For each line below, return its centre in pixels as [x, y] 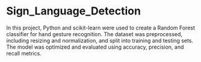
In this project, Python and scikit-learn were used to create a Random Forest [101, 28]
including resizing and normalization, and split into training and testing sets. [100, 40]
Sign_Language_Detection [74, 11]
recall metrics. [24, 53]
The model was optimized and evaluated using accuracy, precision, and [95, 47]
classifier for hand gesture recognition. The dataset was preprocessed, [94, 34]
